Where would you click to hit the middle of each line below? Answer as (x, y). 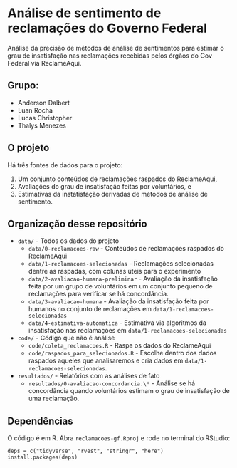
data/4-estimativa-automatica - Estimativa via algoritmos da (117, 323)
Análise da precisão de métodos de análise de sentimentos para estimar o (116, 48)
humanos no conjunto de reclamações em (90, 309)
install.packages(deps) (43, 457)
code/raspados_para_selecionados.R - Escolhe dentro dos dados (122, 353)
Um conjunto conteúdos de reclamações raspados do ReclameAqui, (117, 179)
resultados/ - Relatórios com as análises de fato (89, 376)
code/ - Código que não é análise (66, 338)
